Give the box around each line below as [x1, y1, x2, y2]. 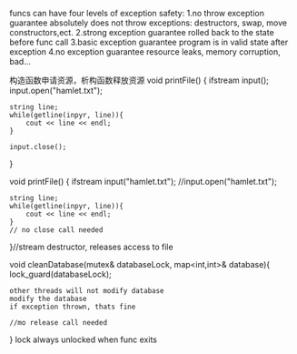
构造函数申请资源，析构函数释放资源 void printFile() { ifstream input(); [9, 75, 270, 86]
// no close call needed [9, 226, 104, 235]
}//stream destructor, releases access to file [9, 241, 174, 252]
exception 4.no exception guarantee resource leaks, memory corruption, [9, 46, 282, 57]
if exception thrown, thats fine [9, 302, 136, 311]
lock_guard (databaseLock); [9, 268, 112, 279]
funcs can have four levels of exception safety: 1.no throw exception [9, 8, 265, 18]
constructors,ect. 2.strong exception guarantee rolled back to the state [9, 27, 274, 37]
